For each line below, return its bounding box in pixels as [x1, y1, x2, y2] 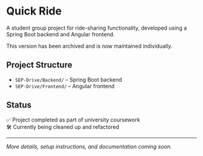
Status [6, 100, 32, 110]
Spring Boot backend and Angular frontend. [6, 30, 115, 37]
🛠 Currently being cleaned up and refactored [6, 123, 120, 131]
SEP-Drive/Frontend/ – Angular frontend [14, 82, 115, 89]
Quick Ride [6, 4, 62, 18]
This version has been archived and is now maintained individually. [6, 42, 173, 50]
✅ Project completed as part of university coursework [6, 116, 140, 123]
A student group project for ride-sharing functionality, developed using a [6, 24, 187, 31]
